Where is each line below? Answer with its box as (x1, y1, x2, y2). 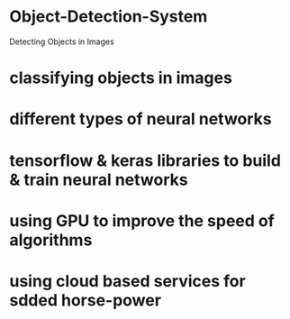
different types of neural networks (9, 109, 272, 130)
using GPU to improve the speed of (9, 210, 275, 231)
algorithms (9, 230, 93, 250)
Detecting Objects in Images (9, 36, 114, 47)
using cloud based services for (9, 270, 246, 291)
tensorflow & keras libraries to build (9, 150, 282, 170)
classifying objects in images (9, 68, 232, 88)
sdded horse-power (9, 290, 162, 310)
